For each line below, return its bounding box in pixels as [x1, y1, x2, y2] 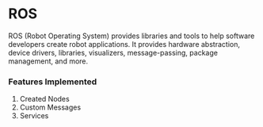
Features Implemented [8, 76, 97, 87]
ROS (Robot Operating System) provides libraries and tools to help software [8, 31, 255, 40]
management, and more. [8, 56, 89, 66]
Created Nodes [19, 94, 70, 104]
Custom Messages [19, 102, 82, 112]
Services [19, 111, 49, 121]
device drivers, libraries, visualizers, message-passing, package [8, 48, 218, 57]
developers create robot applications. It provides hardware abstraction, [8, 39, 240, 48]
